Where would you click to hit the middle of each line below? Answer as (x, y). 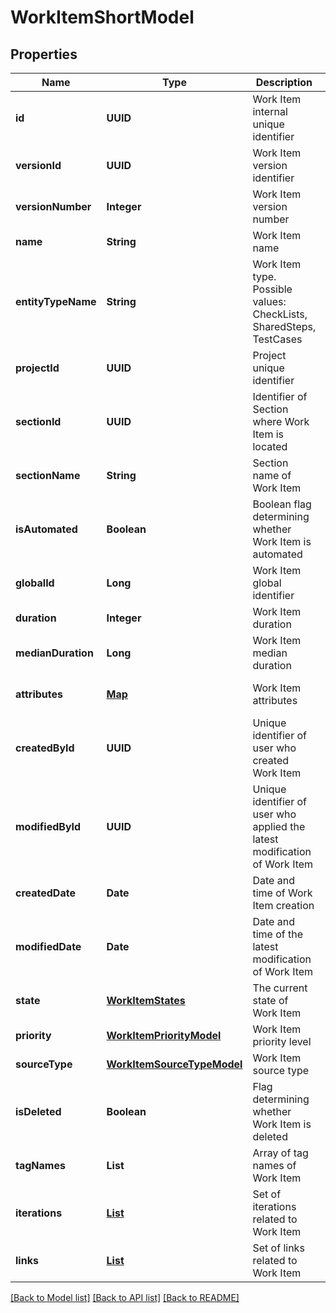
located (270, 446)
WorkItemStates (146, 1000)
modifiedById (48, 826)
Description (284, 82)
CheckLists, (280, 314)
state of (270, 1000)
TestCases (277, 339)
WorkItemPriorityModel (164, 1035)
